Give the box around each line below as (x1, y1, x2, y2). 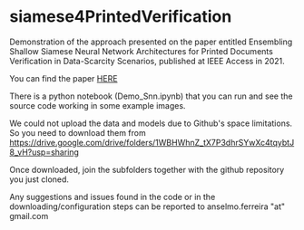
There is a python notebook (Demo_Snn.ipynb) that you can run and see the (9, 91, 293, 101)
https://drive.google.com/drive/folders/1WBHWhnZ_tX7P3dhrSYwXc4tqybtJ (9, 137, 295, 148)
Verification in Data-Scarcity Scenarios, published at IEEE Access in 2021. (9, 55, 286, 66)
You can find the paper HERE (9, 72, 118, 83)
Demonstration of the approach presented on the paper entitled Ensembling (9, 36, 293, 47)
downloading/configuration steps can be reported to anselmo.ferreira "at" (9, 201, 286, 212)
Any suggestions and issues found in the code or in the (9, 191, 216, 202)
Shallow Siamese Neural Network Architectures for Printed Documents (9, 45, 274, 56)
